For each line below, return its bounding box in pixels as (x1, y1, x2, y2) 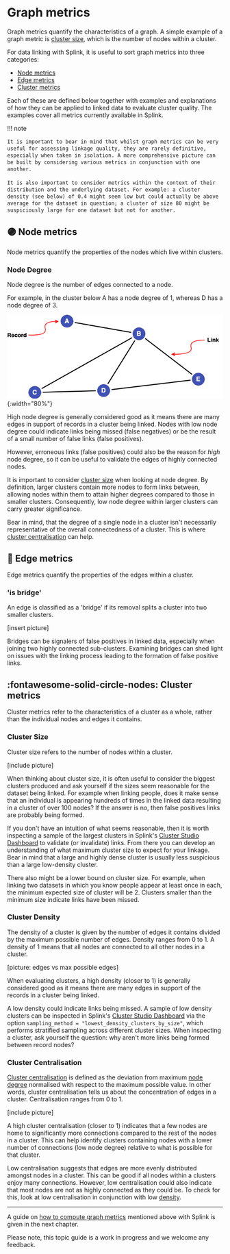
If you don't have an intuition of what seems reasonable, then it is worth (7, 824, 209, 832)
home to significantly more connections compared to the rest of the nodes (7, 1129, 217, 1138)
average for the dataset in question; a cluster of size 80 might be (7, 200, 210, 207)
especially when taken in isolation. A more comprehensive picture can (7, 152, 216, 159)
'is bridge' (7, 588, 42, 597)
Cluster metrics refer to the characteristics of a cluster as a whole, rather (7, 707, 212, 716)
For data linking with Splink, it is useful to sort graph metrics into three (7, 48, 205, 56)
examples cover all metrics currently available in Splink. (7, 111, 164, 119)
